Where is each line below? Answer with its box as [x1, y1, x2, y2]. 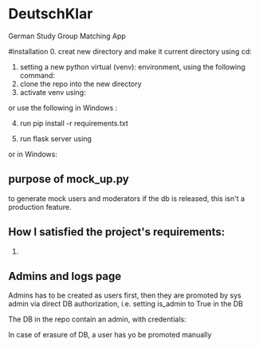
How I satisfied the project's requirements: [8, 225, 226, 239]
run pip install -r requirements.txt [19, 118, 129, 128]
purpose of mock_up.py [8, 172, 129, 186]
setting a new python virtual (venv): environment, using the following [19, 61, 245, 72]
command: [19, 70, 56, 80]
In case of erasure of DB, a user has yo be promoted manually [8, 330, 212, 340]
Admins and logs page [8, 269, 122, 283]
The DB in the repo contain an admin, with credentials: [8, 314, 186, 324]
